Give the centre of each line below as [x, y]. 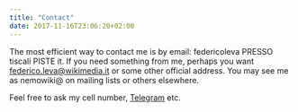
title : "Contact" [42, 17]
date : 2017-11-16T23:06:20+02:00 [72, 26]
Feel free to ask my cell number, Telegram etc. [95, 97]
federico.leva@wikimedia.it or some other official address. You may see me [149, 70]
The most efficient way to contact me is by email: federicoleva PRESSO [141, 51]
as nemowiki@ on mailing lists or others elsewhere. [104, 80]
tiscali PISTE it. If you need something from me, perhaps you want [132, 61]
